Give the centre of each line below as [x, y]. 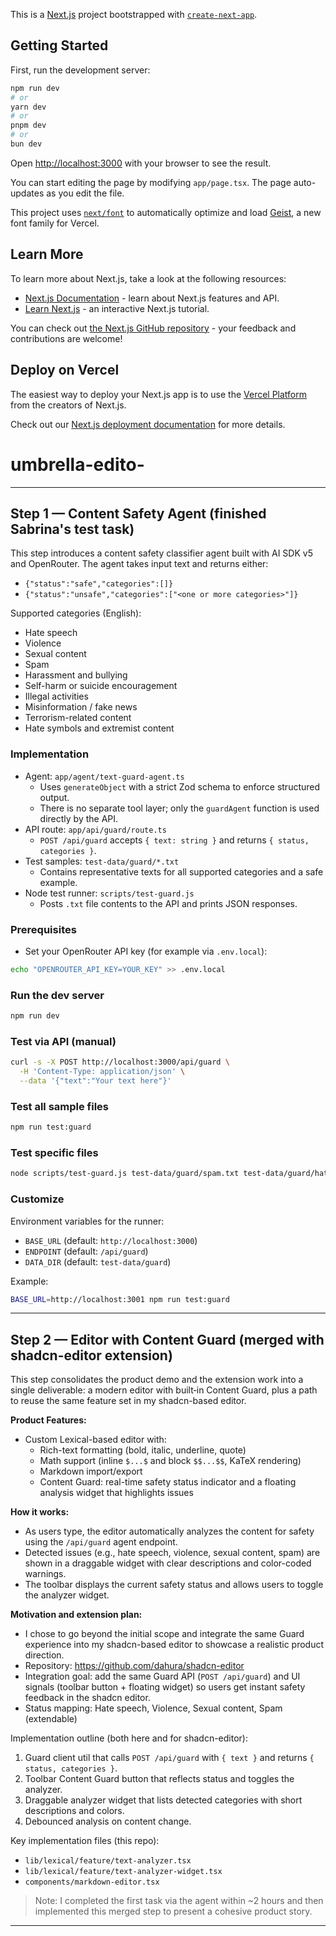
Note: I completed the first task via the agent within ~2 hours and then [179, 1901]
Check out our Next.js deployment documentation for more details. [148, 424]
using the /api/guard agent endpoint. [101, 1542]
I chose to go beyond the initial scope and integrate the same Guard [164, 1634]
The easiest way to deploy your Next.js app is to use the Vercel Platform [159, 394]
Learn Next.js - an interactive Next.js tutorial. [117, 308]
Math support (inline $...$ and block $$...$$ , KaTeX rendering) [170, 1461]
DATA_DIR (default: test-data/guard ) [98, 1261]
